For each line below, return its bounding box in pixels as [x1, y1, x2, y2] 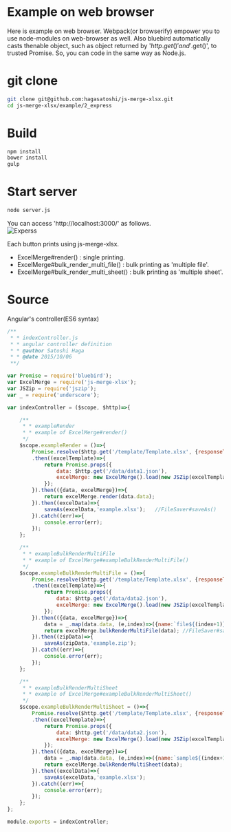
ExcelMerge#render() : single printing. [16, 253, 125, 262]
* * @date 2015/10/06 [10, 354, 72, 361]
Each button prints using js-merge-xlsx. [7, 240, 119, 248]
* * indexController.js [10, 334, 78, 341]
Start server [7, 184, 78, 200]
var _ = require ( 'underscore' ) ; [7, 392, 100, 398]
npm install [7, 148, 41, 155]
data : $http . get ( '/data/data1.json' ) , [56, 467, 168, 475]
